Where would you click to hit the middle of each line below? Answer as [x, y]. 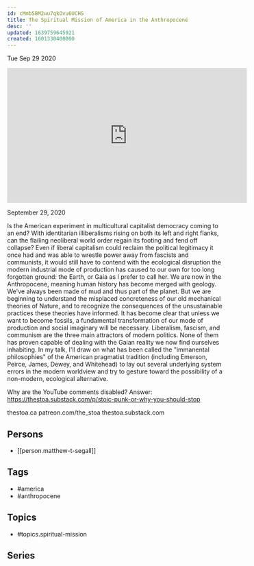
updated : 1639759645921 [41, 33]
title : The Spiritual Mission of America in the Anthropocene [98, 20]
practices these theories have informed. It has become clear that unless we [113, 313]
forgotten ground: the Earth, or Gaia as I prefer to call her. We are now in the [114, 277]
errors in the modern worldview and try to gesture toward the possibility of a [115, 371]
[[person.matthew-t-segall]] [56, 450]
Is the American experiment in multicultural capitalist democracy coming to [113, 226]
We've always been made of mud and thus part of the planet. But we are [109, 291]
